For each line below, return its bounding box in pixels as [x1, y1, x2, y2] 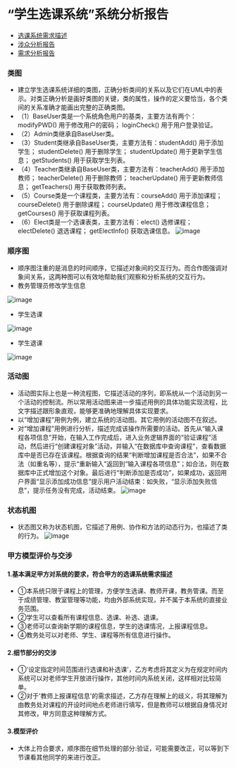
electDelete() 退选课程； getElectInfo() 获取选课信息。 [17, 227, 174, 235]
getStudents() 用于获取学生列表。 [31, 156, 129, 164]
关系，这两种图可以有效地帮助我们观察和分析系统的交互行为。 [30, 272, 209, 281]
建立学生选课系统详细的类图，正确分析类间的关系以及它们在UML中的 [17, 85, 217, 94]
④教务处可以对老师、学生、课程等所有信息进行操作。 [17, 631, 175, 640]
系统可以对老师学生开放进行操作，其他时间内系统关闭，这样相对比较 [17, 674, 216, 683]
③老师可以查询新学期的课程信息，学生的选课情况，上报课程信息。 [17, 622, 212, 630]
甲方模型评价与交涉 [7, 551, 73, 561]
